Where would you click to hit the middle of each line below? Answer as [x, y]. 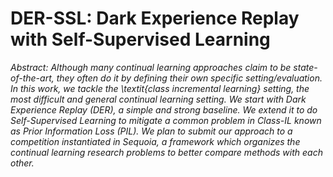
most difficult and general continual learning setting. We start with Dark [158, 99]
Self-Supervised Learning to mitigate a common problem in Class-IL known [166, 120]
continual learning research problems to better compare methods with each [166, 152]
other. [22, 163]
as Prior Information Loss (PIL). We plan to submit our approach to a [151, 131]
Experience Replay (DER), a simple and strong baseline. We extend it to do [164, 109]
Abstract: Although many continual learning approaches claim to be [151, 67]
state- [305, 67]
